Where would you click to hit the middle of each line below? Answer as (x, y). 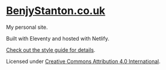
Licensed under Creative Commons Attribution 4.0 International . (83, 61)
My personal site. (27, 27)
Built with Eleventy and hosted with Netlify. (58, 38)
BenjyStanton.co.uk (56, 11)
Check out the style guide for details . (51, 50)
